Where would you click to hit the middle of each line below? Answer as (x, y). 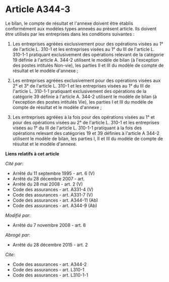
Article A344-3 (38, 9)
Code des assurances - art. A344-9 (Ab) (55, 205)
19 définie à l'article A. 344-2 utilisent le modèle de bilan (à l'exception (86, 60)
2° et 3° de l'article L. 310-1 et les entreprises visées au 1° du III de (81, 86)
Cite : (10, 254)
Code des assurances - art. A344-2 (50, 264)
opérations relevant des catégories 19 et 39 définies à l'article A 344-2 (86, 133)
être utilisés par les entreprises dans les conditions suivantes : (70, 34)
